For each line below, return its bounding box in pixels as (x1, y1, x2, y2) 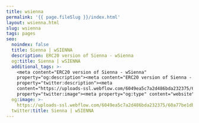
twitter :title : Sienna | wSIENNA (11, 108, 94, 114)
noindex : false (11, 42, 49, 48)
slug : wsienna (6, 25, 41, 31)
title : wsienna (6, 8, 44, 15)
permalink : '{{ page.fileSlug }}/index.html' (6, 14, 120, 20)
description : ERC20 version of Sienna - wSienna (11, 53, 134, 59)
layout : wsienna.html (6, 20, 60, 25)
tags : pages (6, 31, 36, 37)
